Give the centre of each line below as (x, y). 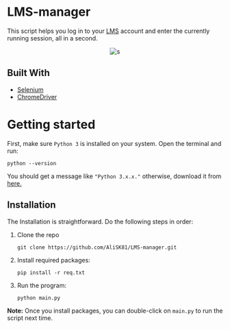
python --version (32, 163)
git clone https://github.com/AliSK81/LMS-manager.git (97, 247)
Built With (28, 73)
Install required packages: (53, 260)
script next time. (30, 318)
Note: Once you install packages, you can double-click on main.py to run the (115, 310)
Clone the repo (38, 234)
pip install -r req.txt (51, 272)
